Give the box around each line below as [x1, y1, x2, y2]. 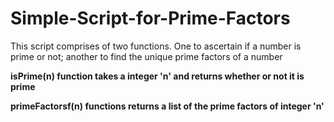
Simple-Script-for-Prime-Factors [10, 7, 291, 30]
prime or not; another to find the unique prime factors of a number [10, 50, 283, 62]
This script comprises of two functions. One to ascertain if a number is [10, 40, 302, 52]
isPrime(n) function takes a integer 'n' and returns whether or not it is [10, 70, 305, 82]
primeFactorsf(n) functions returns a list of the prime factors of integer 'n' [10, 100, 325, 112]
